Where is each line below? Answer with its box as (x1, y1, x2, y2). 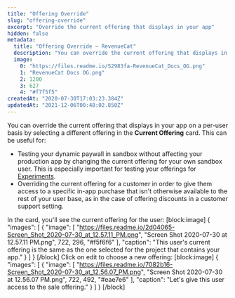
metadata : (7, 37, 36, 44)
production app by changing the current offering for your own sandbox (17, 157, 222, 165)
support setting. (17, 202, 65, 210)
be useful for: (7, 136, 46, 144)
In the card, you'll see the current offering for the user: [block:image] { (7, 215, 210, 223)
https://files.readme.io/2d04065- (79, 223, 175, 231)
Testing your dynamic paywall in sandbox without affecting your (17, 149, 203, 158)
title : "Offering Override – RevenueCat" (13, 43, 137, 50)
